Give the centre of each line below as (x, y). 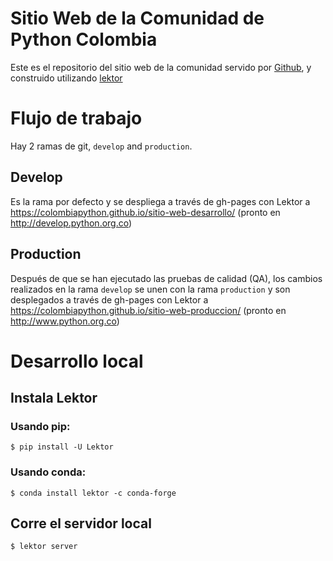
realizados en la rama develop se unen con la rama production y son (150, 289)
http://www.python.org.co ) (65, 321)
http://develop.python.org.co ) (71, 223)
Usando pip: (40, 426)
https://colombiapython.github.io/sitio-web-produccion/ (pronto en (148, 310)
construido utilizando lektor (66, 78)
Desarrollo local (77, 361)
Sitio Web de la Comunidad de (137, 18)
